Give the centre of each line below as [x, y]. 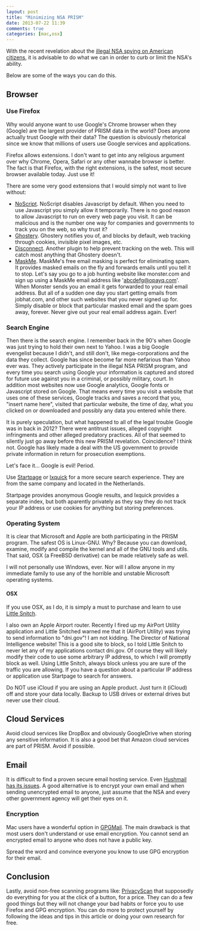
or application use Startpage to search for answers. [70, 676]
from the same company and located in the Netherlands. [76, 483]
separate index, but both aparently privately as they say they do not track [96, 501]
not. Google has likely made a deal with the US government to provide [92, 448]
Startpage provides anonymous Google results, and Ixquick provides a [93, 495]
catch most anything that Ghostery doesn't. [68, 255]
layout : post [22, 12]
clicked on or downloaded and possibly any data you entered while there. [96, 410]
